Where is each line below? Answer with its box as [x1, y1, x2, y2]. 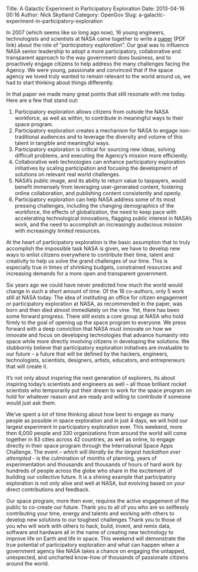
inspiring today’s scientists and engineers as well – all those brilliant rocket [6, 380, 187, 387]
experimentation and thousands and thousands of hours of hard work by [6, 461, 183, 468]
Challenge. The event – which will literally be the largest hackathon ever [6, 448, 181, 455]
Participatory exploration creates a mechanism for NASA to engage [14, 127, 179, 134]
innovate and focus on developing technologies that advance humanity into [6, 331, 189, 338]
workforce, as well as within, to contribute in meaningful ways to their [14, 114, 184, 121]
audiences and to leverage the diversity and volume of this [40, 133, 183, 140]
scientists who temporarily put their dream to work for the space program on [6, 387, 192, 394]
